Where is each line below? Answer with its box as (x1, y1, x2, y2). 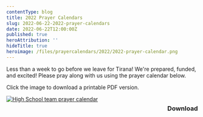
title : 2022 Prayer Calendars (6, 15, 83, 21)
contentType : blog (6, 9, 53, 15)
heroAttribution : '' (6, 37, 59, 43)
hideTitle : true (6, 43, 47, 49)
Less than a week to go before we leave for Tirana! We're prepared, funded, (6, 65, 196, 73)
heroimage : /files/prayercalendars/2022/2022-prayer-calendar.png (6, 49, 178, 55)
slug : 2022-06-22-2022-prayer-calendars (6, 20, 111, 26)
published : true (6, 32, 47, 38)
